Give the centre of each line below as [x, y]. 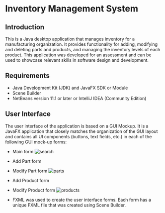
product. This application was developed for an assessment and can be [78, 55]
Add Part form [27, 161]
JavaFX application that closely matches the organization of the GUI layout [82, 131]
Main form [23, 151]
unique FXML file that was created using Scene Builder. [69, 205]
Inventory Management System [72, 9]
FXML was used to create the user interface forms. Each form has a [82, 200]
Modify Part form [30, 171]
